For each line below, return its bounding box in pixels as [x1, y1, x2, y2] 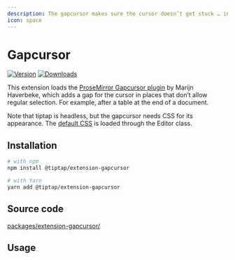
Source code [7, 203, 64, 215]
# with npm [7, 158, 39, 165]
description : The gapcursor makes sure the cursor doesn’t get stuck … [7, 10, 220, 17]
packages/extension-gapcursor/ [7, 222, 101, 230]
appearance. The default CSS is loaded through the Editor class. [7, 120, 192, 128]
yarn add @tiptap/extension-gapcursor [7, 183, 120, 191]
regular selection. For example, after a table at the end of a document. [7, 99, 209, 107]
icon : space [7, 17, 42, 24]
